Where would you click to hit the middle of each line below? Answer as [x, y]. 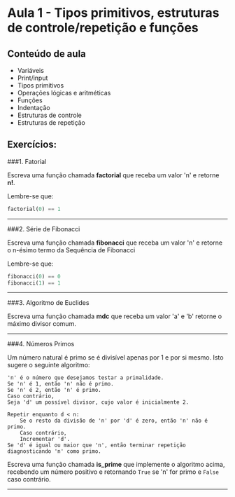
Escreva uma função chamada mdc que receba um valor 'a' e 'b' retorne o [115, 316]
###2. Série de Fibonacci [44, 229]
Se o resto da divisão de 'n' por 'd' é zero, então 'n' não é [114, 421]
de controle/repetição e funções [103, 28]
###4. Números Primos [41, 344]
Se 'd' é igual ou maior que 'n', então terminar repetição [97, 445]
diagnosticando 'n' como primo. [54, 451]
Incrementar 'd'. [45, 440]
